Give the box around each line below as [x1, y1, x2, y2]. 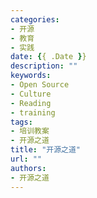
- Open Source [10, 80, 70, 90]
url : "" [10, 154, 43, 164]
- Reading [10, 98, 52, 108]
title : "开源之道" [10, 145, 82, 155]
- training [10, 107, 56, 118]
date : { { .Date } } [10, 52, 87, 62]
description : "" [10, 61, 78, 71]
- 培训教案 [10, 126, 50, 136]
